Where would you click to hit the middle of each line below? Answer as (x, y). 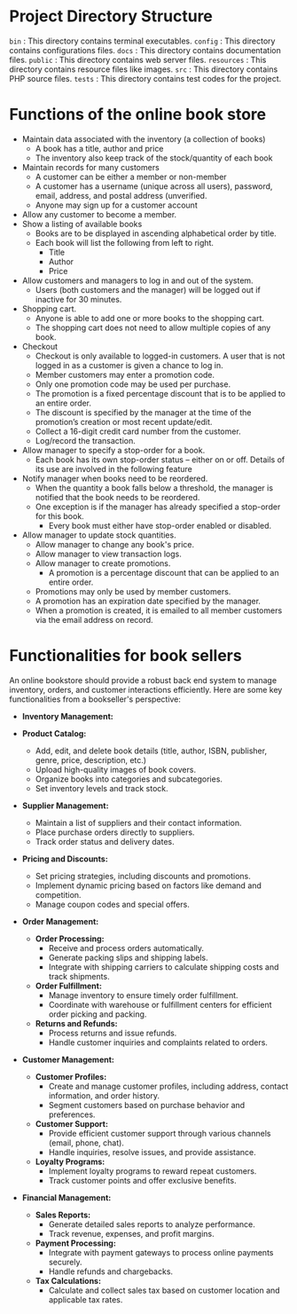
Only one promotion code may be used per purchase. (133, 384)
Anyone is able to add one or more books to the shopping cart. (149, 318)
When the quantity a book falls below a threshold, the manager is (154, 488)
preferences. (72, 1114)
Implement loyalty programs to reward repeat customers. (152, 1171)
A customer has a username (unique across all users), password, (154, 186)
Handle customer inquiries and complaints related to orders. (158, 1042)
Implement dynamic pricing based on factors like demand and (148, 885)
